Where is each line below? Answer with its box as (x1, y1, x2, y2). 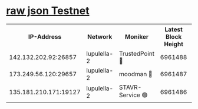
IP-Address (28, 32, 62, 40)
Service (118, 91, 140, 99)
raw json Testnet (6, 4, 90, 18)
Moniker (124, 32, 149, 40)
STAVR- (118, 83, 142, 91)
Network (87, 32, 113, 40)
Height (164, 40, 184, 48)
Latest (164, 25, 183, 33)
